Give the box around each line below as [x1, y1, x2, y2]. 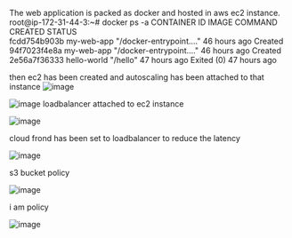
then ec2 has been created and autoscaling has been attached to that [9, 72, 264, 83]
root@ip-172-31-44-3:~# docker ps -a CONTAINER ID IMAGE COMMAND [9, 17, 278, 28]
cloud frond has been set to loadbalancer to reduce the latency [9, 133, 240, 143]
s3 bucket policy [9, 168, 70, 178]
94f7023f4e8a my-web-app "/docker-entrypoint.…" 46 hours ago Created [9, 45, 282, 56]
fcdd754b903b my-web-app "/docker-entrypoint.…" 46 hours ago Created [9, 36, 284, 46]
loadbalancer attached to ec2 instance [43, 99, 184, 109]
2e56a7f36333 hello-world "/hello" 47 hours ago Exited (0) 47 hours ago [9, 55, 278, 65]
